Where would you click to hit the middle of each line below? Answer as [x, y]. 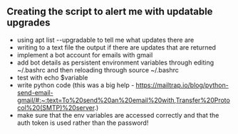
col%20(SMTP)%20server [56, 107]
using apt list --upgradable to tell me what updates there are [105, 40]
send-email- [35, 92]
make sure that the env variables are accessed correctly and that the [118, 115]
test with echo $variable [52, 77]
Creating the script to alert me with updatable [110, 12]
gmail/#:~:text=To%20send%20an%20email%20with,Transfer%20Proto [124, 100]
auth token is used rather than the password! [83, 123]
